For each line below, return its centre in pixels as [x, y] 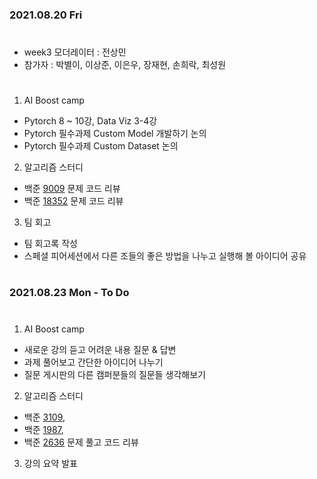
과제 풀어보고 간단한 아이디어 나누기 [93, 362]
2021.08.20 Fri [46, 15]
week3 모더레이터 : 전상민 [75, 52]
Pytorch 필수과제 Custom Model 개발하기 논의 [115, 134]
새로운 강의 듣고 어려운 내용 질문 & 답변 [100, 349]
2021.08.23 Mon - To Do [69, 293]
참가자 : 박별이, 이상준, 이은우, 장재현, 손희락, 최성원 [125, 65]
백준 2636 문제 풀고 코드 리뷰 [81, 442]
